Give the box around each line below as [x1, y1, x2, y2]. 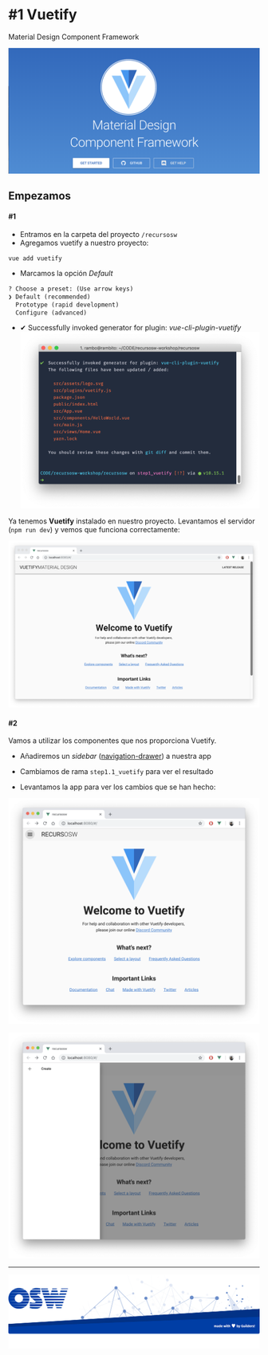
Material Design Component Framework [8, 32, 140, 41]
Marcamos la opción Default [19, 268, 113, 278]
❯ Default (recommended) [8, 293, 91, 301]
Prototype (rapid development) [15, 301, 120, 309]
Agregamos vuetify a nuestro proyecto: [19, 238, 149, 247]
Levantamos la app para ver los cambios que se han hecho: [19, 782, 216, 792]
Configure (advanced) [15, 309, 88, 317]
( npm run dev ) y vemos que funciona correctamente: [8, 524, 180, 534]
